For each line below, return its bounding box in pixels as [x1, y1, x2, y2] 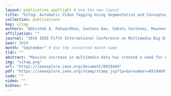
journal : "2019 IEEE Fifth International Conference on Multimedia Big [5, 36, 160, 41]
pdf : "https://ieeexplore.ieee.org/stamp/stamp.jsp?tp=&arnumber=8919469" [5, 69, 167, 74]
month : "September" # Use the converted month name [5, 45, 117, 50]
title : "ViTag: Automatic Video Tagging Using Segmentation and [5, 12, 145, 17]
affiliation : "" [5, 31, 40, 36]
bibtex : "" [5, 83, 28, 88]
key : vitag [5, 21, 28, 27]
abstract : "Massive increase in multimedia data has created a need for [5, 54, 163, 60]
